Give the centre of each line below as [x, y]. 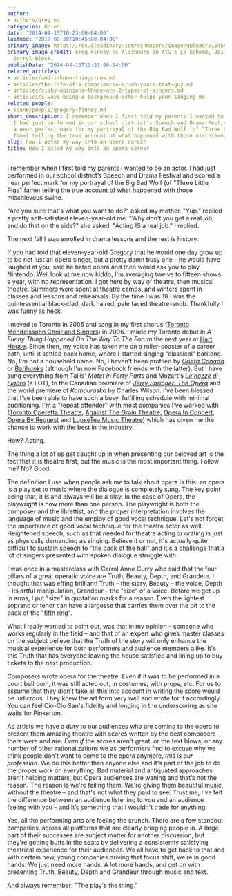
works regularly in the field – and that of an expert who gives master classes [116, 633]
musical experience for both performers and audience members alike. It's [112, 648]
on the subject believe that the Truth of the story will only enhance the [107, 641]
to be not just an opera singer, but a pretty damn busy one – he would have [114, 259]
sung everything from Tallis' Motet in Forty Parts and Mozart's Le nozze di [113, 376]
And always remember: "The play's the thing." [72, 885]
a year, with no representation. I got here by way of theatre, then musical [110, 282]
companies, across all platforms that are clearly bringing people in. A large [113, 828]
